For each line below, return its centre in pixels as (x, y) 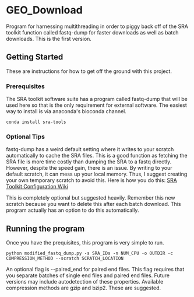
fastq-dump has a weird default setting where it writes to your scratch (90, 149)
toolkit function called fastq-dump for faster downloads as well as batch (92, 32)
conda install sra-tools (36, 122)
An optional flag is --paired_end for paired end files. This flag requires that (95, 270)
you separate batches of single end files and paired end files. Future (88, 275)
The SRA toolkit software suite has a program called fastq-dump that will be (97, 99)
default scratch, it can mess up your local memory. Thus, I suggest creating (97, 174)
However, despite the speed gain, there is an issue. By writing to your (89, 168)
